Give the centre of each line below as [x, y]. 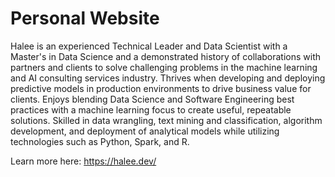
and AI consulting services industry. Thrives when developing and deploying [168, 78]
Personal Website [85, 18]
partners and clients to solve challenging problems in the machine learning [164, 67]
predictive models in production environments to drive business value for [161, 88]
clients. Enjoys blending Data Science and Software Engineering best [152, 99]
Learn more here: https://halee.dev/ [83, 161]
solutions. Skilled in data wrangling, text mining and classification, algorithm [166, 120]
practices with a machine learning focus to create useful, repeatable [151, 109]
